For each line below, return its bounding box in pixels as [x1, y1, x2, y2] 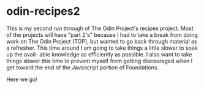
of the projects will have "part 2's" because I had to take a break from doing [6, 31, 198, 38]
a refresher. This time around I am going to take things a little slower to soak [6, 44, 198, 52]
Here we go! [6, 75, 38, 83]
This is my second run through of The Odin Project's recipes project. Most [6, 25, 194, 32]
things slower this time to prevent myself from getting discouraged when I [6, 57, 193, 64]
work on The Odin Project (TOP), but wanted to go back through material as [6, 37, 197, 45]
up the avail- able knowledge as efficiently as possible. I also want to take [6, 50, 192, 58]
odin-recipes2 [6, 4, 81, 18]
